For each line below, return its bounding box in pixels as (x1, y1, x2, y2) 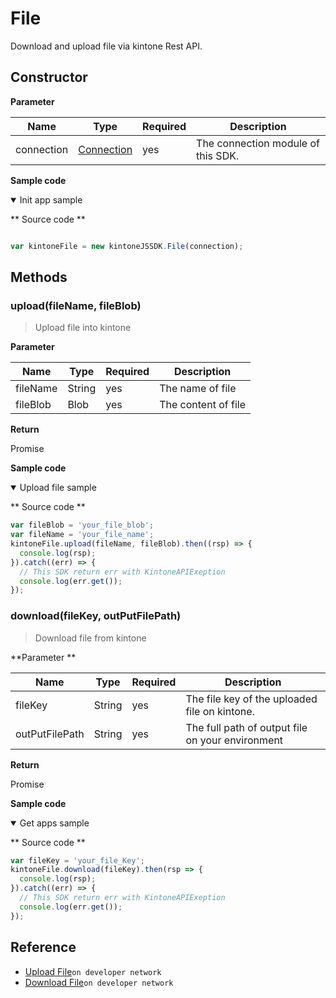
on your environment (185, 733, 284, 747)
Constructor (10, 69, 88, 86)
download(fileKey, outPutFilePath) (10, 609, 182, 623)
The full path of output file (185, 720, 308, 734)
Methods (10, 269, 68, 286)
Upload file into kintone (34, 322, 132, 334)
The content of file (159, 398, 246, 412)
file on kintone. (185, 704, 255, 718)
